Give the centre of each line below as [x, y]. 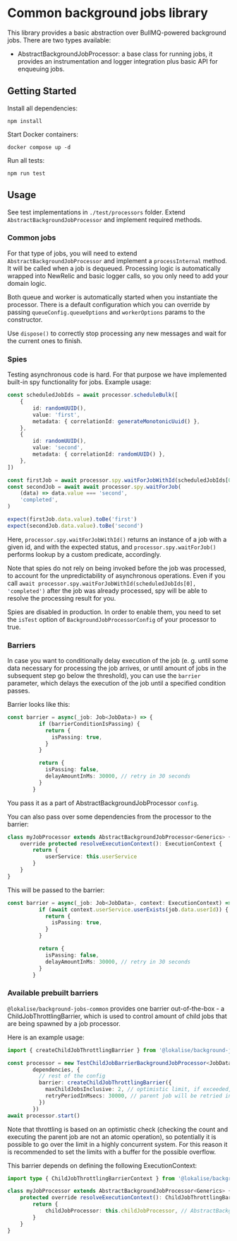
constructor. [25, 319]
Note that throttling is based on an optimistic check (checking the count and [118, 1129]
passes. [19, 691]
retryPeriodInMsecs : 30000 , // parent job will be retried [133, 1096]
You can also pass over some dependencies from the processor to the [109, 816]
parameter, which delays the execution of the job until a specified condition [116, 683]
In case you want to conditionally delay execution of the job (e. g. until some [118, 661]
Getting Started [42, 91]
